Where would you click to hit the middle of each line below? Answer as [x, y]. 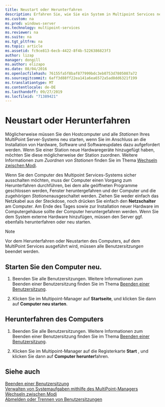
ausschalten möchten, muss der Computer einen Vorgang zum [69, 180]
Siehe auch [23, 372]
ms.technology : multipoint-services [42, 28]
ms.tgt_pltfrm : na [24, 42]
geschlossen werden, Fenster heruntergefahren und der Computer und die [81, 191]
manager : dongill [23, 60]
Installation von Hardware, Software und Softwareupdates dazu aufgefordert [82, 145]
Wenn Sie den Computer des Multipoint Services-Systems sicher [71, 175]
